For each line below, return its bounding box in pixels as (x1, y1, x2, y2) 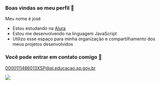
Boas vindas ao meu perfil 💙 (5, 4, 74, 11)
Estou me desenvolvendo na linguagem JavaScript (12, 31, 117, 37)
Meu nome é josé (5, 16, 41, 22)
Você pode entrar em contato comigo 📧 (5, 54, 102, 61)
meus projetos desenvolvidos (12, 41, 73, 47)
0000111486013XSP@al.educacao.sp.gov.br (5, 65, 96, 71)
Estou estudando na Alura (12, 25, 66, 31)
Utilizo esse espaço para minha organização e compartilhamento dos (12, 36, 155, 42)
